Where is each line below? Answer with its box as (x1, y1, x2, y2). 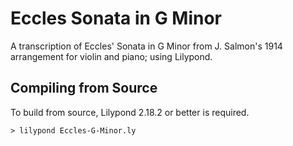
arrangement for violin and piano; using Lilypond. (10, 50, 213, 62)
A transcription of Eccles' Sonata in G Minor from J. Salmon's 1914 (10, 40, 283, 52)
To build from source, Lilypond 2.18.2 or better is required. (10, 106, 250, 118)
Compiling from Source (10, 80, 158, 97)
